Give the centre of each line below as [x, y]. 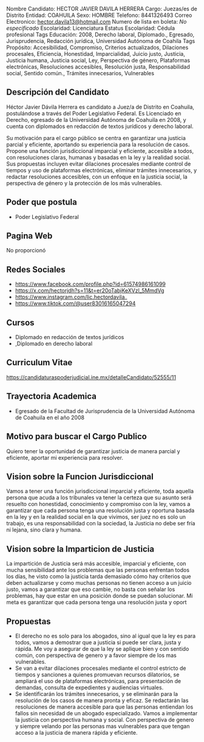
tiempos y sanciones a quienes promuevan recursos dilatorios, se [97, 674]
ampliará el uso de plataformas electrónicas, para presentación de [98, 681]
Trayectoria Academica [52, 396]
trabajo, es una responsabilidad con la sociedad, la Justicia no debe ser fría [101, 524]
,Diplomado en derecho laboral [54, 344]
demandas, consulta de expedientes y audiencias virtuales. [89, 687]
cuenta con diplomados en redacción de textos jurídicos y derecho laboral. [100, 126]
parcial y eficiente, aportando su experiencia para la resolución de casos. [98, 144]
